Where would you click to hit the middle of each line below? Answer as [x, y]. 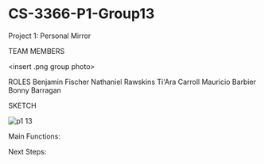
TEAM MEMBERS [37, 51]
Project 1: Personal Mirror [50, 36]
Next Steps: [27, 151]
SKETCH [23, 105]
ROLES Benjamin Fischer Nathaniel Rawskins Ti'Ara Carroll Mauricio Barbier [132, 82]
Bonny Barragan [35, 90]
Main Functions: [35, 136]
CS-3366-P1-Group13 [82, 14]
